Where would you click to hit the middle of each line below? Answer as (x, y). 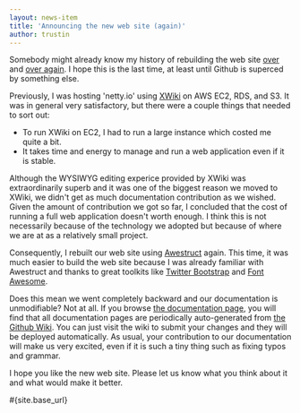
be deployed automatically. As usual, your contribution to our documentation (150, 337)
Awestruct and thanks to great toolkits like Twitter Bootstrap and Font (137, 272)
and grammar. (35, 356)
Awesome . (29, 281)
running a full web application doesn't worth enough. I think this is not (138, 217)
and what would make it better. (66, 383)
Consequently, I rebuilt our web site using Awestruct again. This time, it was (149, 253)
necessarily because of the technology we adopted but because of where (146, 226)
